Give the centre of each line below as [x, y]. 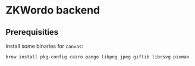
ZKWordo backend [53, 10]
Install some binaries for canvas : [45, 46]
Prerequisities [32, 32]
